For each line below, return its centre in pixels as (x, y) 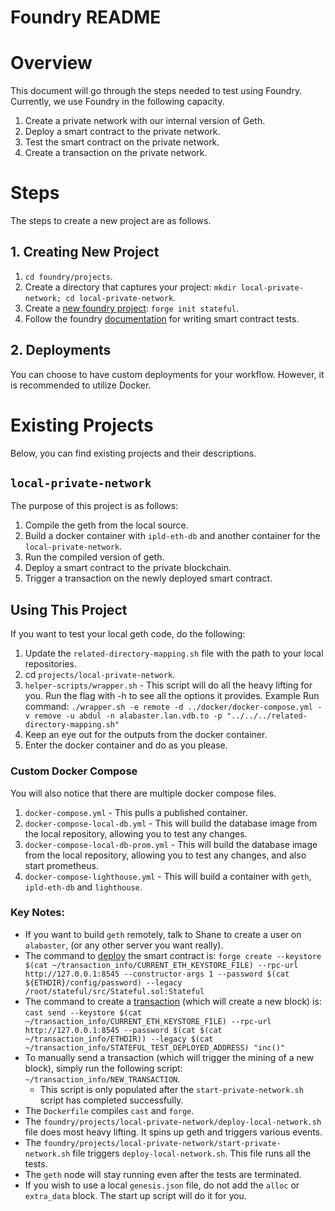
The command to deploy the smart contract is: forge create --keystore (173, 955)
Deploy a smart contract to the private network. (122, 132)
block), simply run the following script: (103, 1068)
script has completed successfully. (111, 1100)
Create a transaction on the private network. (116, 153)
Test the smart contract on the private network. (122, 142)
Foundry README (86, 17)
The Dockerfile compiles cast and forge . (109, 1110)
